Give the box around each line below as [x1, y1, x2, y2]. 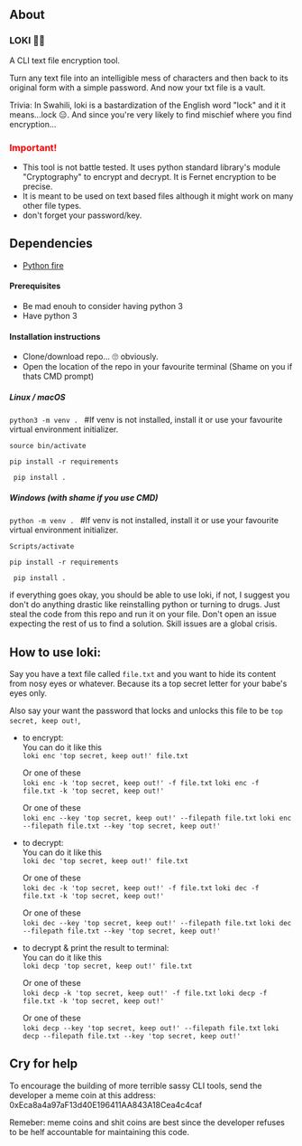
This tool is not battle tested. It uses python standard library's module [22, 162, 281, 173]
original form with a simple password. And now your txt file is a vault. [9, 81, 266, 93]
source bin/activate [9, 442, 87, 451]
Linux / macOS [9, 391, 66, 402]
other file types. [22, 200, 82, 211]
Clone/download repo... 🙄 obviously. [22, 352, 159, 362]
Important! [9, 141, 58, 154]
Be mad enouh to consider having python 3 [22, 301, 183, 311]
